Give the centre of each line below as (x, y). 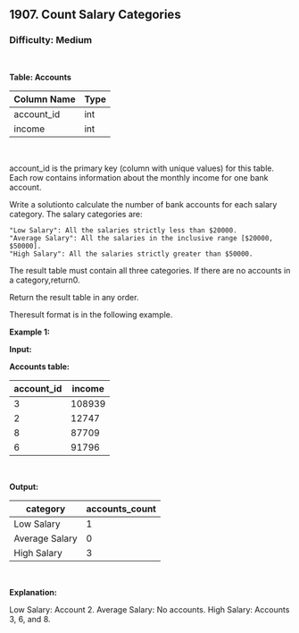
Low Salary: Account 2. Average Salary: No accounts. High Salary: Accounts (149, 609)
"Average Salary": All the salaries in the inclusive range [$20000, (141, 238)
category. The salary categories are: (76, 214)
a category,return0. (45, 280)
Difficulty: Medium (51, 40)
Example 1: (30, 332)
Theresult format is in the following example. (91, 314)
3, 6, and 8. (30, 619)
